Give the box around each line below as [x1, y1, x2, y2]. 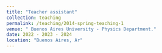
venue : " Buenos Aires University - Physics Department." [6, 26, 157, 32]
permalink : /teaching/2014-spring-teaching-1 [6, 20, 124, 26]
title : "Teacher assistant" [6, 9, 78, 15]
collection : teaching [6, 15, 62, 21]
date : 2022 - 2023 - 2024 [6, 32, 72, 38]
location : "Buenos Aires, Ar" [6, 37, 83, 43]
